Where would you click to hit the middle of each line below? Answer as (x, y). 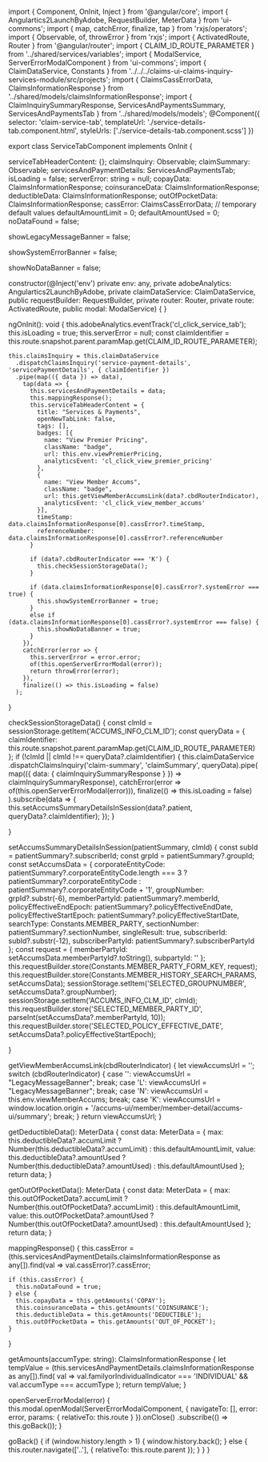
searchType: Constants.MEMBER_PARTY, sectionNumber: (104, 924)
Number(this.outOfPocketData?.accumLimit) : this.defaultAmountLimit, (124, 1207)
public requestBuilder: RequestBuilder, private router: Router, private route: (131, 300)
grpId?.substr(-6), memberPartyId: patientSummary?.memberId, (114, 898)
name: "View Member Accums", (92, 482)
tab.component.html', (43, 131)
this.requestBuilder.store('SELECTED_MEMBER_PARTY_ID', (106, 1009)
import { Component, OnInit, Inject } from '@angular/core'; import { (118, 12)
